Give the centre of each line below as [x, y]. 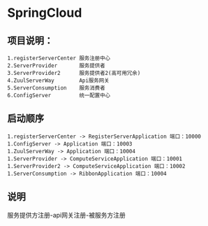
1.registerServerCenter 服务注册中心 [59, 58]
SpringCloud [45, 13]
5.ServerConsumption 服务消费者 [57, 88]
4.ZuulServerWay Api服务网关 [58, 80]
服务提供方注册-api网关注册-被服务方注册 [66, 215]
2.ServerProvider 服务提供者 [57, 66]
